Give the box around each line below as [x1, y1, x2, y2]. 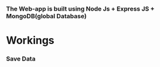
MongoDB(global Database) [6, 12, 87, 20]
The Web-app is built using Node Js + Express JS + [6, 5, 155, 13]
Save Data [6, 55, 36, 63]
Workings [6, 34, 55, 47]
